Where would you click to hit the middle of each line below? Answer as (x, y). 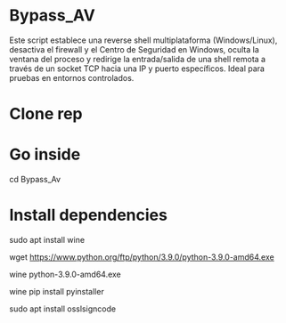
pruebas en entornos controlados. (72, 77)
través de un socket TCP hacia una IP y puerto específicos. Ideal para (137, 69)
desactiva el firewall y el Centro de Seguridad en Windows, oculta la (135, 49)
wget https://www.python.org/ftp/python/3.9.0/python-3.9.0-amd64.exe (142, 257)
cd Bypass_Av (35, 180)
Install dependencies (88, 215)
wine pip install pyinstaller (57, 291)
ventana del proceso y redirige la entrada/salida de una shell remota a (137, 59)
